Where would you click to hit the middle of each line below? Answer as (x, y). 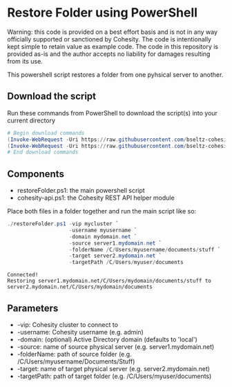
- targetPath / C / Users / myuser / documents (126, 263)
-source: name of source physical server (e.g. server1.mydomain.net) (116, 347)
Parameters (33, 308)
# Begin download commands (46, 133)
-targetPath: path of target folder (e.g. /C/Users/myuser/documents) (114, 376)
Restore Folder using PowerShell (103, 13)
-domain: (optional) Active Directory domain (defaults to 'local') (107, 339)
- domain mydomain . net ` (103, 236)
